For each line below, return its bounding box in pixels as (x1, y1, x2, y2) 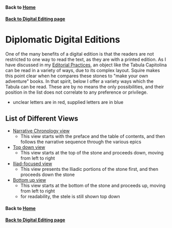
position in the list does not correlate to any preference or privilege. (5, 89, 148, 95)
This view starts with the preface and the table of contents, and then (20, 133, 165, 139)
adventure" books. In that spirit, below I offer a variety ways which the (5, 78, 154, 84)
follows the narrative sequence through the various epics (20, 138, 142, 145)
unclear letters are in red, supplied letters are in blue (12, 99, 124, 106)
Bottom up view (12, 177, 46, 183)
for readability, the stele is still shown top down (20, 193, 120, 199)
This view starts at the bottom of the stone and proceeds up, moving (20, 182, 166, 188)
